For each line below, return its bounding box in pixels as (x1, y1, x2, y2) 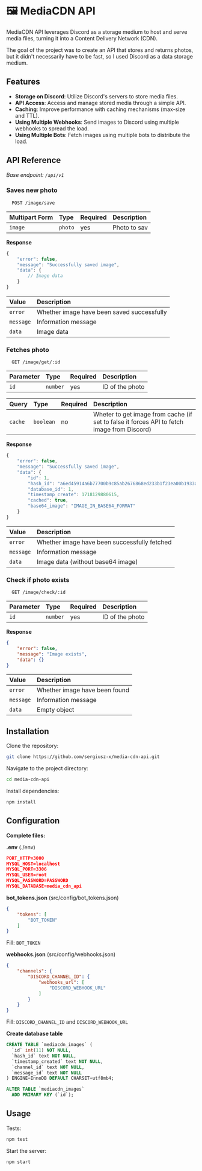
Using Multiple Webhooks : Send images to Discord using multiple (14, 118, 179, 126)
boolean (33, 418, 55, 426)
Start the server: (6, 1147, 47, 1154)
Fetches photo (6, 345, 49, 354)
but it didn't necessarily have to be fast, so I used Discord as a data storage (6, 53, 194, 60)
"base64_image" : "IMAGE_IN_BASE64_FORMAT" (28, 503, 136, 509)
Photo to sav (112, 223, 148, 232)
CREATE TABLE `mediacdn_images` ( (6, 1042, 93, 1048)
